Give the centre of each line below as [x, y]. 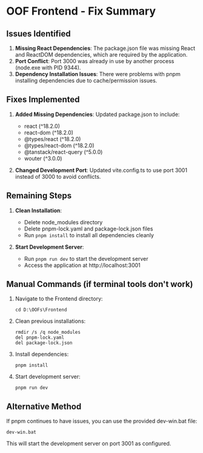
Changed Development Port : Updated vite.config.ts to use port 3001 [101, 170]
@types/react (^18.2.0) [52, 139]
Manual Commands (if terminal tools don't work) [100, 284]
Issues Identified [38, 34]
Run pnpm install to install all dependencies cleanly [89, 235]
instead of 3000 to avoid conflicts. [58, 176]
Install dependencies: [42, 354]
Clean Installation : [38, 210]
